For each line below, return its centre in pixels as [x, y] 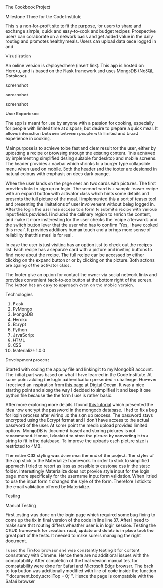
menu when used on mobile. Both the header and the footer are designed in [81, 169]
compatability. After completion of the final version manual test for [72, 560]
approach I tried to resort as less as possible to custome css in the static [78, 466]
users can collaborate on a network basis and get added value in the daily [79, 36]
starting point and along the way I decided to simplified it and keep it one [78, 390]
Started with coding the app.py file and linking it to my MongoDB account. [79, 369]
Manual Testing [21, 505]
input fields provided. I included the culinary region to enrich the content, [79, 214]
